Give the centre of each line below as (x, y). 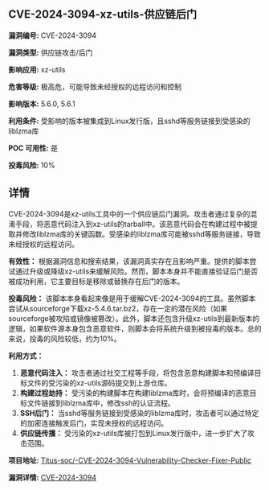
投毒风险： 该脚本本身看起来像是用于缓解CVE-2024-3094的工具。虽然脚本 (132, 298)
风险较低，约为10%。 (86, 338)
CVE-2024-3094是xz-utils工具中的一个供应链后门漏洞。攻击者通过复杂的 (129, 214)
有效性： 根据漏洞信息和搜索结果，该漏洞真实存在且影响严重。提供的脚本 (129, 261)
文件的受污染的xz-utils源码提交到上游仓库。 (99, 383)
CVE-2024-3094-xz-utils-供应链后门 (103, 14)
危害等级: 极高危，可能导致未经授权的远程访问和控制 (95, 86)
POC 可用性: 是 (33, 148)
